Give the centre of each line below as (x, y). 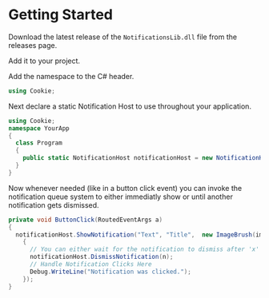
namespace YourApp (39, 128)
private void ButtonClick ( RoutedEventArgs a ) (85, 220)
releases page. (33, 45)
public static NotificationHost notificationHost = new (118, 158)
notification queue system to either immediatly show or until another (121, 197)
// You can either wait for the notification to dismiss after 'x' (145, 249)
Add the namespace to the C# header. (71, 76)
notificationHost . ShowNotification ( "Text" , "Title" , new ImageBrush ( (136, 234)
